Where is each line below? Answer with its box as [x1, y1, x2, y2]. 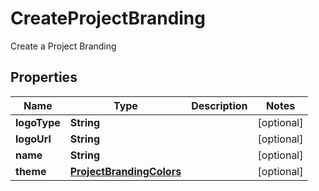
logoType [15, 115, 61, 129]
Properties [10, 69, 78, 86]
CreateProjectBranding [10, 7, 206, 30]
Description [191, 98, 248, 112]
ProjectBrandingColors [69, 164, 182, 178]
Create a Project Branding [10, 40, 117, 52]
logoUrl [15, 132, 52, 146]
